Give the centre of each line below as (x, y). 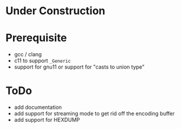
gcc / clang (28, 54)
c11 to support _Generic (42, 61)
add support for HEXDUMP (47, 120)
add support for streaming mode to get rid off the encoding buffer (94, 114)
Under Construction (56, 11)
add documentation (38, 107)
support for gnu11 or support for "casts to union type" (79, 67)
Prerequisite (36, 38)
